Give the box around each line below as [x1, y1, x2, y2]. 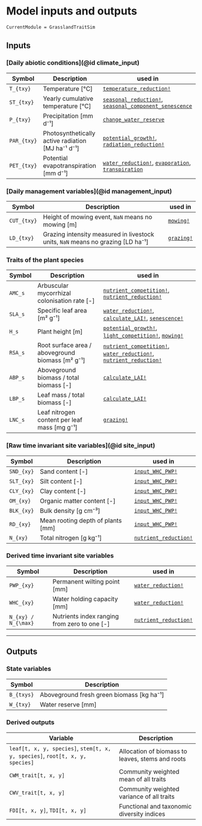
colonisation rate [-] [37, 297, 95, 305]
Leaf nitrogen [37, 408, 76, 417]
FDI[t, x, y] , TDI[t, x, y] [9, 805, 87, 814]
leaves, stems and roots [118, 754, 186, 763]
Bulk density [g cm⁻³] [40, 506, 100, 515]
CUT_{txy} [9, 217, 37, 224]
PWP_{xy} [9, 582, 34, 589]
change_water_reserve [103, 116, 165, 123]
